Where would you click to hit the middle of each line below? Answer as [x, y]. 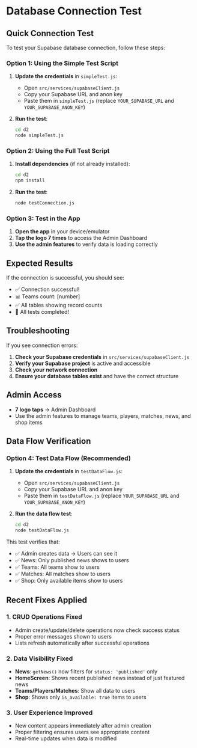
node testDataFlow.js [42, 530]
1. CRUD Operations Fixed [44, 617]
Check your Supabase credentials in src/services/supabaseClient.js [102, 357]
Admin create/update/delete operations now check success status [97, 630]
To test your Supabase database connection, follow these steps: [86, 48]
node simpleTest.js [39, 136]
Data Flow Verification [49, 441]
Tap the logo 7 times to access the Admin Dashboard [81, 238]
